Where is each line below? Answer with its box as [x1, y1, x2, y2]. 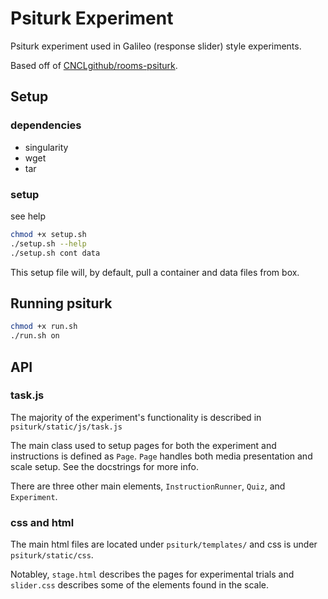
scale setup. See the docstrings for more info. [10, 460, 199, 472]
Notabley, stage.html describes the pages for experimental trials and [10, 568, 295, 581]
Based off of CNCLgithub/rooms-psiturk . [10, 59, 178, 71]
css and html [10, 515, 75, 529]
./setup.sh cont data [10, 248, 101, 258]
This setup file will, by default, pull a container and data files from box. [10, 266, 300, 278]
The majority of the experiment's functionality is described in [10, 411, 262, 423]
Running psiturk [10, 295, 113, 312]
